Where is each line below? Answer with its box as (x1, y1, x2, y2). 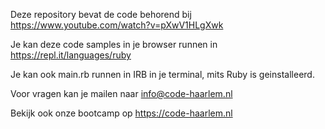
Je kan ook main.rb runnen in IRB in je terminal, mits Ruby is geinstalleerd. (10, 69, 315, 80)
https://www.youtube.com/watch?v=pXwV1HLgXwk (10, 19, 224, 31)
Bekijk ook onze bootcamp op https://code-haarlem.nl (10, 107, 233, 119)
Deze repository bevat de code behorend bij (10, 9, 192, 20)
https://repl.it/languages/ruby (10, 49, 132, 61)
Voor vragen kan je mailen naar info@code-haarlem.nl (10, 88, 233, 99)
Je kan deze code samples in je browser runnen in (10, 39, 218, 50)
